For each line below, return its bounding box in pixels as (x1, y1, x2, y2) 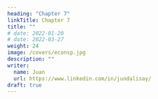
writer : (7, 62, 30, 69)
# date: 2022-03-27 (7, 36, 64, 43)
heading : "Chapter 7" (7, 10, 71, 17)
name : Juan (13, 68, 45, 75)
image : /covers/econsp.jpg (7, 49, 86, 56)
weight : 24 (7, 43, 39, 49)
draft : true (7, 82, 42, 89)
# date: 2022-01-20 (7, 29, 64, 37)
